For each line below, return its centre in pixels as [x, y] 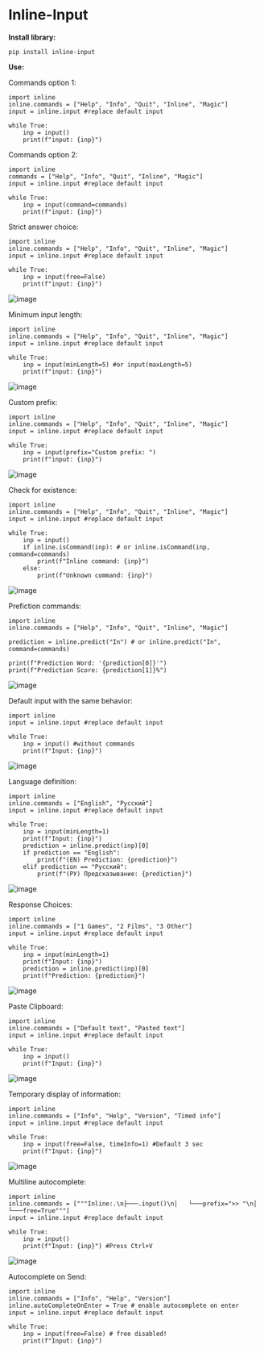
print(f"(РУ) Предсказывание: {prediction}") [115, 874]
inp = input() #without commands [79, 744]
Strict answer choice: [43, 227]
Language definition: [43, 781]
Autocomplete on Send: [47, 1276]
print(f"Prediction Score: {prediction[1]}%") [88, 670]
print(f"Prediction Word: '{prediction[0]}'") [88, 663]
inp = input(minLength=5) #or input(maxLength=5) [108, 365]
